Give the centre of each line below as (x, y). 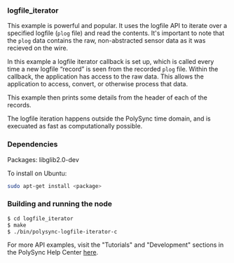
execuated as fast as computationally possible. (75, 126)
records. (19, 105)
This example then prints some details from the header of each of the (108, 97)
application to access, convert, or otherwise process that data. (97, 84)
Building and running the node (60, 204)
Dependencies (33, 144)
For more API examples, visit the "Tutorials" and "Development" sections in (116, 245)
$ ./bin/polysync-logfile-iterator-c (62, 231)
